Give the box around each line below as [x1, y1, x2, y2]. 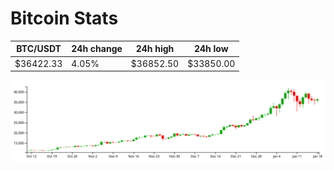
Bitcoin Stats [10, 7, 119, 30]
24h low [193, 43, 229, 55]
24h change [71, 43, 123, 55]
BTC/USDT [16, 43, 62, 55]
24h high [135, 43, 175, 55]
